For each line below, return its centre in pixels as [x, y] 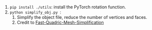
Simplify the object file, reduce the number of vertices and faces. [82, 17]
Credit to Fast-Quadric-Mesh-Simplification [60, 22]
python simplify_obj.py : [35, 12]
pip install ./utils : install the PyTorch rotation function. [68, 7]
